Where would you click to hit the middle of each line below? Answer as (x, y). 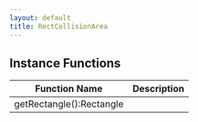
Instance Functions (65, 63)
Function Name (69, 89)
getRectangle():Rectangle (69, 104)
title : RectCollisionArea (58, 26)
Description (158, 89)
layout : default (40, 18)
